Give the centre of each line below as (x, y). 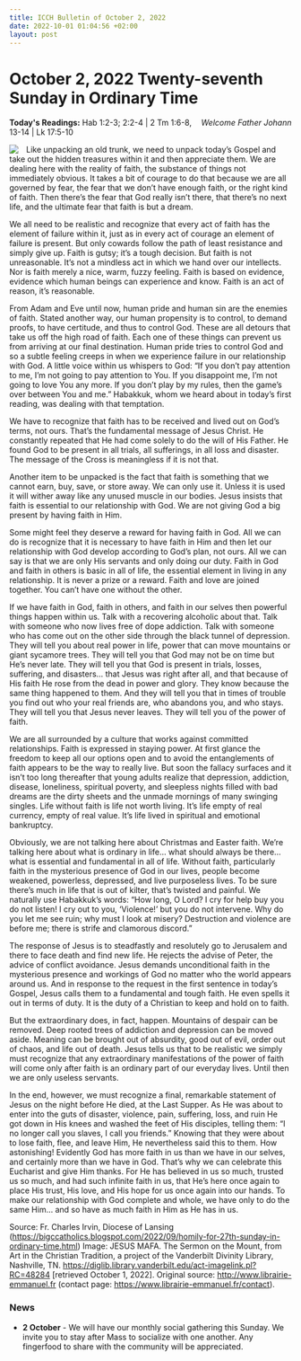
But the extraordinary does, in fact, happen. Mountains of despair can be (144, 1021)
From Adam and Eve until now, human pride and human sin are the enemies (149, 309)
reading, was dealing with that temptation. (87, 404)
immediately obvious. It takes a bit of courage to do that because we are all (148, 178)
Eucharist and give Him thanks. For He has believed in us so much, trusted (146, 1171)
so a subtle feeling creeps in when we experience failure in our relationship (148, 357)
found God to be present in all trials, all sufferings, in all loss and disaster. (144, 450)
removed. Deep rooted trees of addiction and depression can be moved (142, 1030)
